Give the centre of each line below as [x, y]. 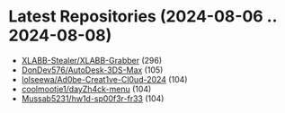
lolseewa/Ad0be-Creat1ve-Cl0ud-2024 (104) [104, 79]
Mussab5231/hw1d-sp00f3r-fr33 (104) [93, 98]
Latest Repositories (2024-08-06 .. [143, 17]
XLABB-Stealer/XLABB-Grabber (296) [92, 60]
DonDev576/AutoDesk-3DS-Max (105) [92, 70]
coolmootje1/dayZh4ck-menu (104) [86, 89]
